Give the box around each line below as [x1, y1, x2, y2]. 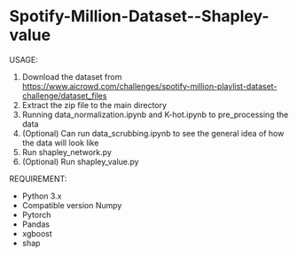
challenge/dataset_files [21, 90, 107, 101]
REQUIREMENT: [9, 173, 67, 183]
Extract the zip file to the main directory [21, 99, 167, 110]
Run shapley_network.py [21, 146, 113, 157]
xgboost [21, 228, 53, 238]
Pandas [21, 219, 51, 230]
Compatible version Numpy [21, 199, 122, 210]
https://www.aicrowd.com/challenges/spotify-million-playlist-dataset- [21, 81, 277, 91]
